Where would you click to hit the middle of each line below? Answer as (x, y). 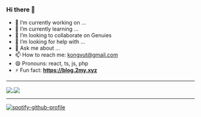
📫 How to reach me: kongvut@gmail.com (66, 55)
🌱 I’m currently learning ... (47, 29)
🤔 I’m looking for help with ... (50, 42)
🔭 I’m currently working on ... (50, 23)
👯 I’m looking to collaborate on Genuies (63, 35)
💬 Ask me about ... (37, 48)
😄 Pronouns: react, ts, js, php (51, 64)
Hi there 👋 (21, 10)
